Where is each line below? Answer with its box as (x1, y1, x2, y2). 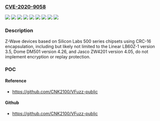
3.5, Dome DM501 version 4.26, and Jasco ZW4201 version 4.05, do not (5, 49, 149, 54)
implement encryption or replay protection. (5, 53, 91, 59)
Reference (5, 78, 27, 84)
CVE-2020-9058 (5, 3, 46, 10)
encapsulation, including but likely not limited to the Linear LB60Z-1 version (5, 43, 155, 49)
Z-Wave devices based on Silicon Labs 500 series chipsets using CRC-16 (5, 38, 151, 44)
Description (5, 27, 33, 34)
